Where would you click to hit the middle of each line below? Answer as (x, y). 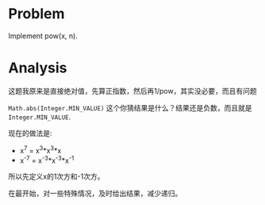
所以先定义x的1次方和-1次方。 (56, 176)
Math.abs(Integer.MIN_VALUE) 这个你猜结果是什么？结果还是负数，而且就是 (130, 107)
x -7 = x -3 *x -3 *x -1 (47, 160)
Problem (36, 14)
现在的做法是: (31, 133)
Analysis (38, 68)
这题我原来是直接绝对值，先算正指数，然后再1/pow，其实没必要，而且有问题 (132, 91)
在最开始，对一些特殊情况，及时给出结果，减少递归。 (95, 193)
